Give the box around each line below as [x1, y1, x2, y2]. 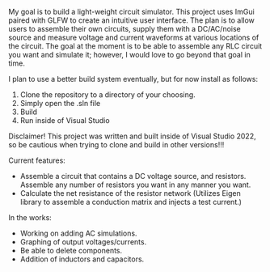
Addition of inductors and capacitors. [19, 254, 145, 264]
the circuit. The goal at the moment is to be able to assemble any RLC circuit [8, 41, 263, 51]
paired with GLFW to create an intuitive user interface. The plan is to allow [8, 15, 255, 25]
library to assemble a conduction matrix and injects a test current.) [19, 198, 243, 206]
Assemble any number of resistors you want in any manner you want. [19, 180, 251, 189]
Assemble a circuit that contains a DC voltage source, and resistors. [19, 172, 247, 181]
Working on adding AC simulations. [19, 228, 137, 238]
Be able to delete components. [19, 246, 123, 255]
